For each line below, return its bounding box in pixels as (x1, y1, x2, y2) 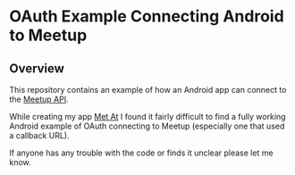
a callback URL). (9, 130, 70, 140)
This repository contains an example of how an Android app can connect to (9, 85, 287, 95)
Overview (9, 61, 65, 76)
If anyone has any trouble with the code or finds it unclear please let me (9, 147, 274, 158)
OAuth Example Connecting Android (9, 6, 284, 27)
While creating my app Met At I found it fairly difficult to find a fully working (9, 112, 286, 121)
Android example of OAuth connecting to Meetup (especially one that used (9, 121, 285, 131)
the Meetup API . (9, 94, 69, 104)
